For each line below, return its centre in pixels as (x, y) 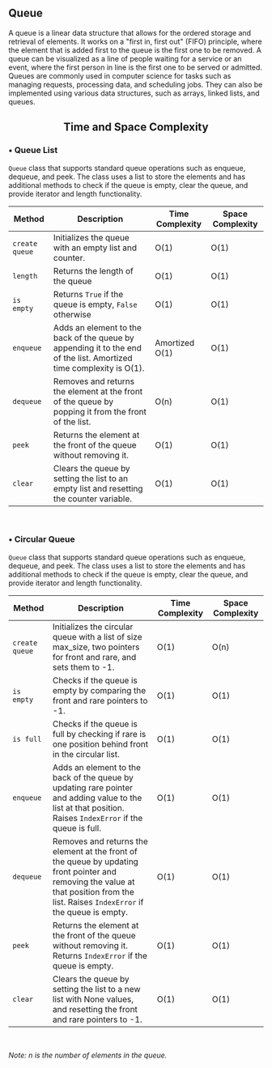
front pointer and (85, 871)
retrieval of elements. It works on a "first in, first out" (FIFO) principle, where (135, 41)
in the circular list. (86, 754)
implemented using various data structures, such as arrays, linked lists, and (134, 93)
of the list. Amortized (93, 358)
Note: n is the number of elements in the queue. (88, 1055)
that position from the (93, 891)
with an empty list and (95, 248)
